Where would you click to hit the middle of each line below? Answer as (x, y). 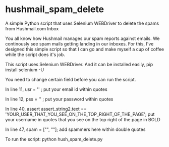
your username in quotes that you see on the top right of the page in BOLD (83, 119)
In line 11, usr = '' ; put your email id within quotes (56, 89)
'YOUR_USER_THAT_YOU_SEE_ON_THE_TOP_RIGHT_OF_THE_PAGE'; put (80, 114)
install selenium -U (25, 70)
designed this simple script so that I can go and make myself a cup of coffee (85, 49)
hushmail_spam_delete (55, 9)
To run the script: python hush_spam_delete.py (54, 139)
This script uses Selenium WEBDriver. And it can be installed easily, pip (79, 64)
